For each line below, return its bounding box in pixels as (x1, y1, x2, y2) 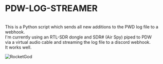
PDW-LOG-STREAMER (5, 3, 98, 14)
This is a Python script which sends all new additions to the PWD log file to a (5, 24, 159, 29)
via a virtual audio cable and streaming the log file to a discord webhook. (5, 39, 151, 45)
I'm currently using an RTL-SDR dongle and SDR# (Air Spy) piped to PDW (5, 34, 152, 40)
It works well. (5, 44, 32, 50)
